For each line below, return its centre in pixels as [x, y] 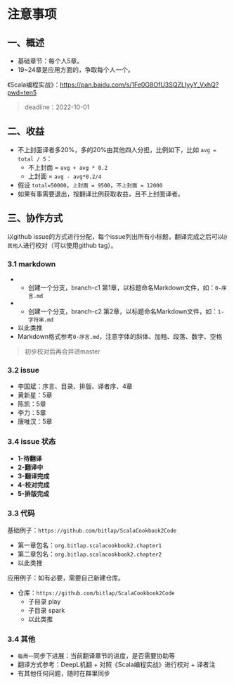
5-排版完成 [33, 493]
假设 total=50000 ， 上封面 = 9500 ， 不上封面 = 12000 [90, 185]
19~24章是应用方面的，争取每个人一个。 [76, 70]
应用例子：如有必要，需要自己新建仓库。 [66, 578]
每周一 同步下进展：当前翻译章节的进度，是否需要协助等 [96, 656]
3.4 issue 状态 [32, 442]
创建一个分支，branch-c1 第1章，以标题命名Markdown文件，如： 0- [125, 287]
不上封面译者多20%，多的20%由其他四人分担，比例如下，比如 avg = [117, 149]
